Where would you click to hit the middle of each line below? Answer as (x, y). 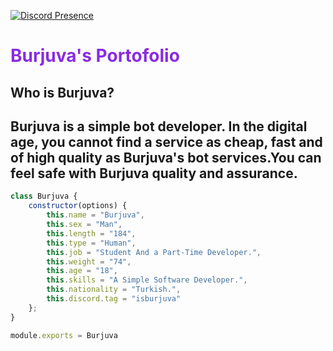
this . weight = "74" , (89, 261)
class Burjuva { (44, 196)
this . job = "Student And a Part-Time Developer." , (154, 252)
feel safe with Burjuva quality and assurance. (154, 173)
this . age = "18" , (82, 271)
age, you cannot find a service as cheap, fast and (166, 141)
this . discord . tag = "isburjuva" (114, 299)
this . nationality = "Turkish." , (114, 290)
